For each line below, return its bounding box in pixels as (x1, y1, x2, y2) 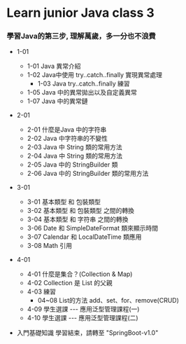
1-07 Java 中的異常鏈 (27, 97, 88, 106)
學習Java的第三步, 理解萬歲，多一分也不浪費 (6, 32, 157, 41)
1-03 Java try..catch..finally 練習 (37, 79, 130, 88)
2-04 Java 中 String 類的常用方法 (27, 152, 123, 160)
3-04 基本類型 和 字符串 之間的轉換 (27, 215, 129, 223)
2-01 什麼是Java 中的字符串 (27, 125, 107, 134)
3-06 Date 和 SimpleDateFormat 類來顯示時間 (27, 224, 159, 233)
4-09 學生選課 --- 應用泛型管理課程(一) (27, 305, 140, 313)
